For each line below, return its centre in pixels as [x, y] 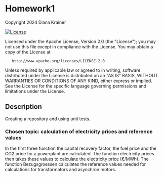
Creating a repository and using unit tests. [48, 119]
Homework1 [30, 9]
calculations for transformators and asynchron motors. [61, 170]
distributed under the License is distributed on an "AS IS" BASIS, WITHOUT [81, 75]
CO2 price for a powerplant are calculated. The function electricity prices [80, 154]
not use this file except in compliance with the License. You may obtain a [79, 46]
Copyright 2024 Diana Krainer [36, 22]
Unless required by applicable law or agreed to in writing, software [73, 70]
